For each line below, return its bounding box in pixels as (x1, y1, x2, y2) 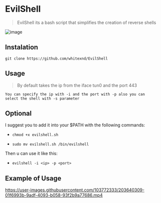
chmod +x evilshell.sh (12, 133, 59, 138)
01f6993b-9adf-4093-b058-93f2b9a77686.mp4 (5, 192, 103, 198)
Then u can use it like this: (5, 150, 58, 157)
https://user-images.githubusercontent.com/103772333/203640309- (5, 187, 145, 193)
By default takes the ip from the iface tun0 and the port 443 (17, 82, 138, 88)
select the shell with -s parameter (5, 96, 80, 101)
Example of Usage (5, 174, 61, 183)
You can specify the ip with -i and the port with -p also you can (5, 92, 145, 97)
